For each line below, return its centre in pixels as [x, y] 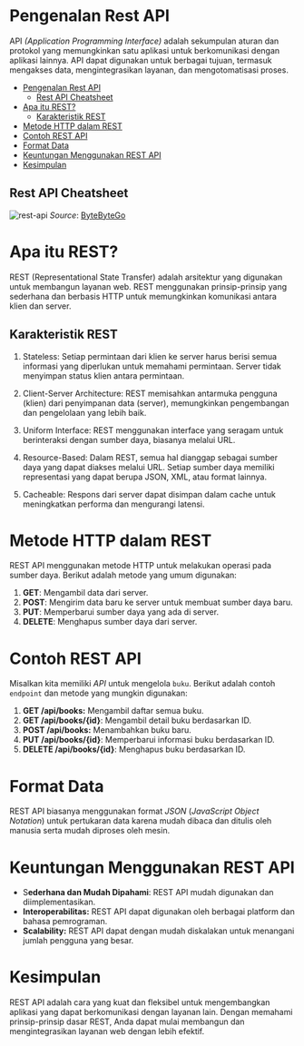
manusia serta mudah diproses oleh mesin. [90, 831]
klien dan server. [40, 306]
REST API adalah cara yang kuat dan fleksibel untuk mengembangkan [140, 1002]
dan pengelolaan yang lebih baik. [84, 412]
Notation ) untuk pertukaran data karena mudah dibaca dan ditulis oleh [141, 821]
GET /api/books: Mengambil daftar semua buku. [113, 711]
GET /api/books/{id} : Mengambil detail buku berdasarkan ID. [137, 720]
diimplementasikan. [59, 902]
